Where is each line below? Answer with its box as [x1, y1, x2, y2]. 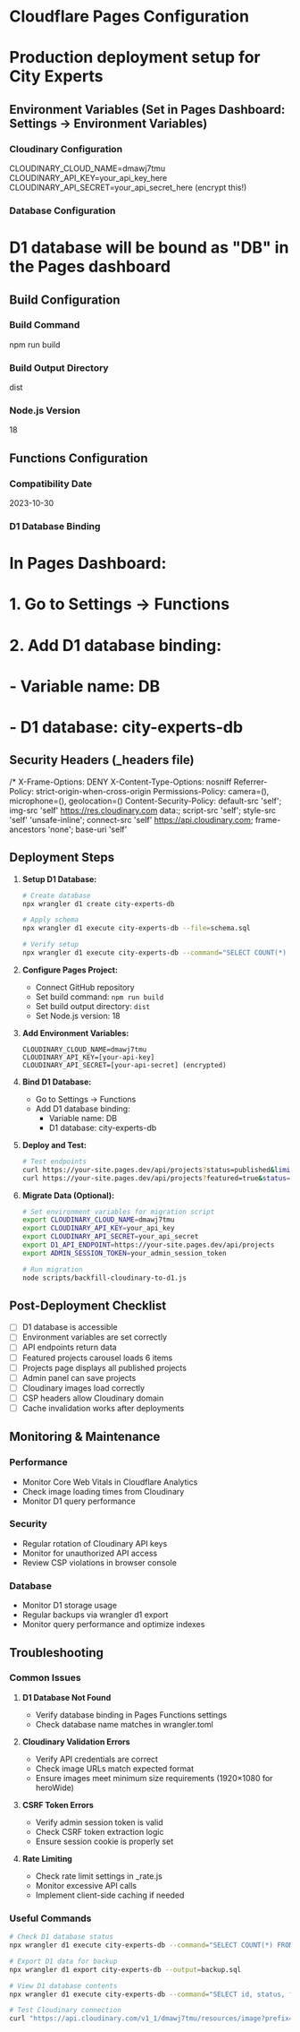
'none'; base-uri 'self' [47, 824, 128, 835]
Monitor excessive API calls [35, 1880, 137, 1891]
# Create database [21, 891, 91, 900]
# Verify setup [21, 940, 79, 949]
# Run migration [21, 1265, 83, 1273]
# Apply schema [21, 915, 79, 924]
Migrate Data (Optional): [21, 1189, 114, 1201]
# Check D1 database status [9, 1933, 114, 1942]
